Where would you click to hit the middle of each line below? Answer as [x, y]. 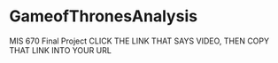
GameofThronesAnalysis [103, 16]
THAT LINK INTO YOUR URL [61, 50]
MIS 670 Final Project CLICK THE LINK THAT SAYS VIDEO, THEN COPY [139, 41]
